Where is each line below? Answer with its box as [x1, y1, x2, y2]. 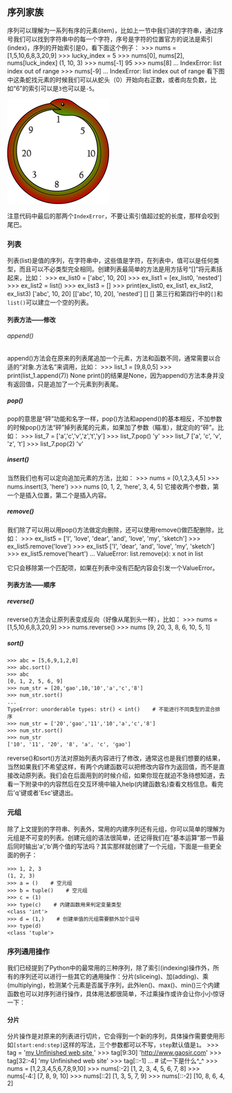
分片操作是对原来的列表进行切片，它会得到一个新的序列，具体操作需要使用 [7, 1032, 219, 1040]
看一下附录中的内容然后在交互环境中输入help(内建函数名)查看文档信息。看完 [7, 780, 224, 789]
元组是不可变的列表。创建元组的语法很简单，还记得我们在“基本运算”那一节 [7, 833, 219, 842]
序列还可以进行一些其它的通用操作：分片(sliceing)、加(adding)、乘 [19, 972, 209, 980]
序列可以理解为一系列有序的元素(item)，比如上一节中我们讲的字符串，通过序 [7, 26, 224, 35]
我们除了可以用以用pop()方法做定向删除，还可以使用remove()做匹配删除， [7, 525, 218, 534]
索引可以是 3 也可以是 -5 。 [28, 84, 99, 92]
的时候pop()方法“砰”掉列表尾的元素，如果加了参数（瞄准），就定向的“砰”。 [7, 423, 218, 431]
